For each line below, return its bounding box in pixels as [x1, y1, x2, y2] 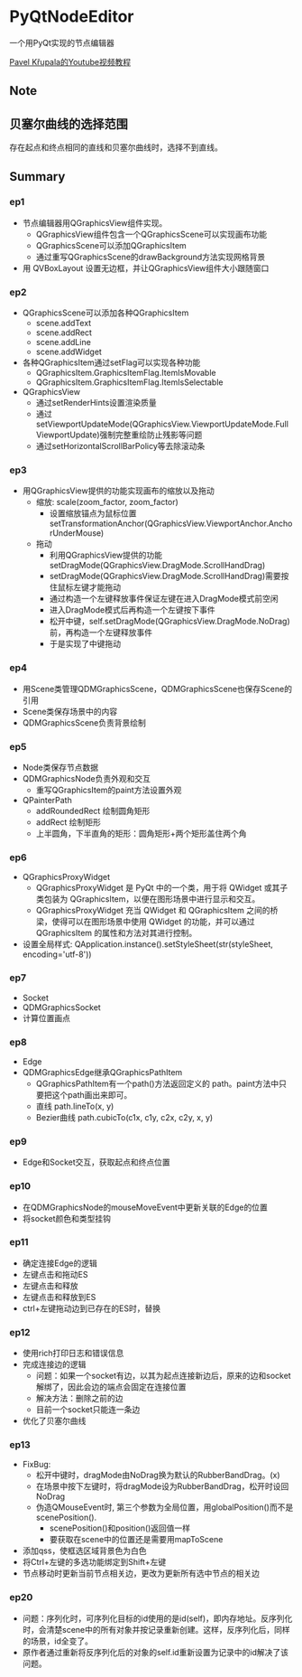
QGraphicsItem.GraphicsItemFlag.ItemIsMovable [35, 368, 216, 379]
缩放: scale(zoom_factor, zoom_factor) [35, 497, 178, 508]
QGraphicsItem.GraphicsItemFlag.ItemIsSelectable [35, 377, 224, 388]
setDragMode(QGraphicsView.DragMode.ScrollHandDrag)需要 [49, 571, 281, 582]
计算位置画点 [22, 1012, 70, 1023]
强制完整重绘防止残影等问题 [99, 429, 203, 440]
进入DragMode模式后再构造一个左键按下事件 [49, 604, 215, 615]
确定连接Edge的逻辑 [22, 1258, 97, 1269]
